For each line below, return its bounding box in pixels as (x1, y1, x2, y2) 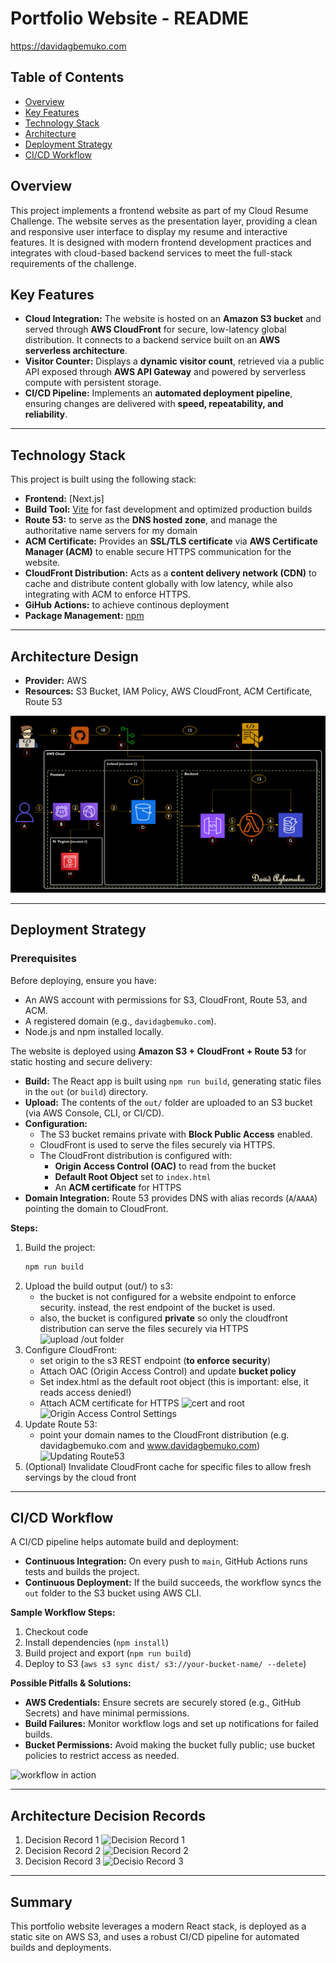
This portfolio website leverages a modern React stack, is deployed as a (10, 1920, 307, 1932)
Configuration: (24, 1117, 88, 1129)
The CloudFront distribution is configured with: (39, 1149, 233, 1161)
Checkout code (24, 1626, 89, 1638)
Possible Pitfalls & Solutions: (10, 1677, 132, 1689)
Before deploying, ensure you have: (10, 974, 157, 986)
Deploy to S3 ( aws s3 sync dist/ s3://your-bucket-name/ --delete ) (24, 1658, 307, 1670)
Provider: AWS (24, 675, 87, 686)
